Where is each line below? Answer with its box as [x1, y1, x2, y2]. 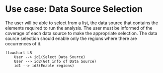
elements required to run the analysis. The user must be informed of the [5, 25, 153, 31]
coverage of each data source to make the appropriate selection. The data [5, 30, 158, 36]
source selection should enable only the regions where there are [5, 36, 137, 41]
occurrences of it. [5, 40, 42, 46]
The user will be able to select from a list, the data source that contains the [5, 20, 158, 26]
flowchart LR [5, 50, 32, 55]
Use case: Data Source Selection [5, 3, 143, 15]
